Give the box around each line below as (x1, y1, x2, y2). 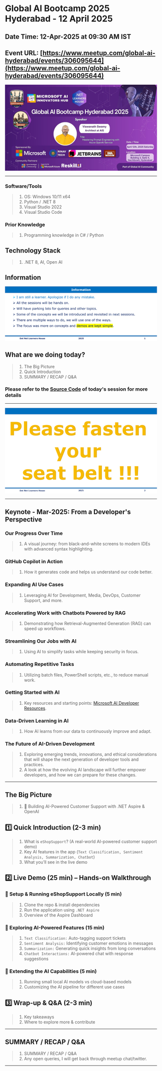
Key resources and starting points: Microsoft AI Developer (24, 700, 139, 706)
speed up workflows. (24, 626, 66, 631)
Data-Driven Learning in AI (5, 717, 69, 724)
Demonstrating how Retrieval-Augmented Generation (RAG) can (24, 620, 151, 626)
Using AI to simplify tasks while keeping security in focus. (24, 649, 139, 655)
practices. (24, 762, 44, 768)
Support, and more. (24, 597, 63, 603)
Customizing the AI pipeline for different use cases (24, 984, 125, 990)
